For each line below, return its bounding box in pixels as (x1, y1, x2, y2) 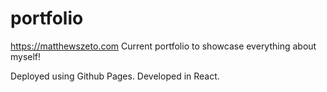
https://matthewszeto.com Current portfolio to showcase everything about (10, 40, 317, 52)
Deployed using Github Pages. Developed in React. (10, 70, 220, 82)
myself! (10, 50, 42, 62)
